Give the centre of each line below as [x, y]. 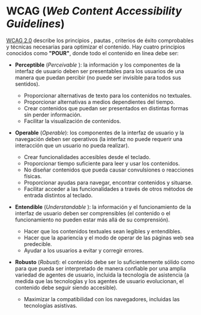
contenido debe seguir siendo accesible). [66, 287]
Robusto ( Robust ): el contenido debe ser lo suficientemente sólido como [105, 262]
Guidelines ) [35, 24]
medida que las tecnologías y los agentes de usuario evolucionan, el [99, 281]
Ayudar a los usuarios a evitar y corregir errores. [84, 250]
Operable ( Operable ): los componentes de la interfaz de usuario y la [99, 133]
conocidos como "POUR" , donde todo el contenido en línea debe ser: [92, 53]
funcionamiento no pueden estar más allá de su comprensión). [92, 220]
